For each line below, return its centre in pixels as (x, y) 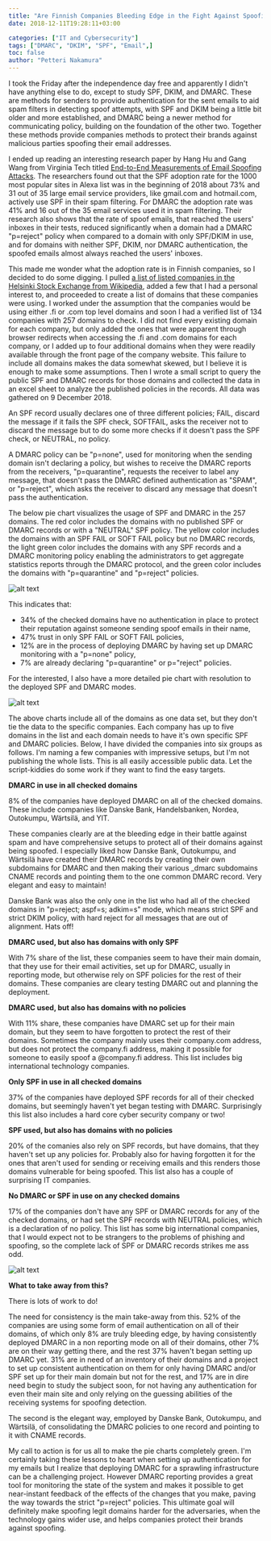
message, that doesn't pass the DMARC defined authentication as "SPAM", (133, 480)
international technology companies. (69, 1066)
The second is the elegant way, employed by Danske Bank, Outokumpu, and (135, 1418)
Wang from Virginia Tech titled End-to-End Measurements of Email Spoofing (135, 167)
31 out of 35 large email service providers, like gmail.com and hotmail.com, (133, 193)
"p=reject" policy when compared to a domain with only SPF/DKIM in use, (131, 236)
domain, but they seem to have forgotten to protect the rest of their (120, 1032)
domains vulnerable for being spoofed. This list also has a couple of (121, 1171)
